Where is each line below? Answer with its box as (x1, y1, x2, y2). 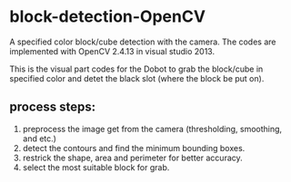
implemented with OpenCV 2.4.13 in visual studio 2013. (9, 45, 216, 56)
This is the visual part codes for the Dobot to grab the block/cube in (9, 63, 264, 74)
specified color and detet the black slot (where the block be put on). (9, 72, 265, 83)
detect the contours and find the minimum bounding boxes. (22, 142, 246, 153)
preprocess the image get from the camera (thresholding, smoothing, (22, 123, 283, 134)
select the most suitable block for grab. (22, 161, 170, 173)
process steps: (9, 100, 96, 115)
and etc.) (22, 133, 57, 144)
